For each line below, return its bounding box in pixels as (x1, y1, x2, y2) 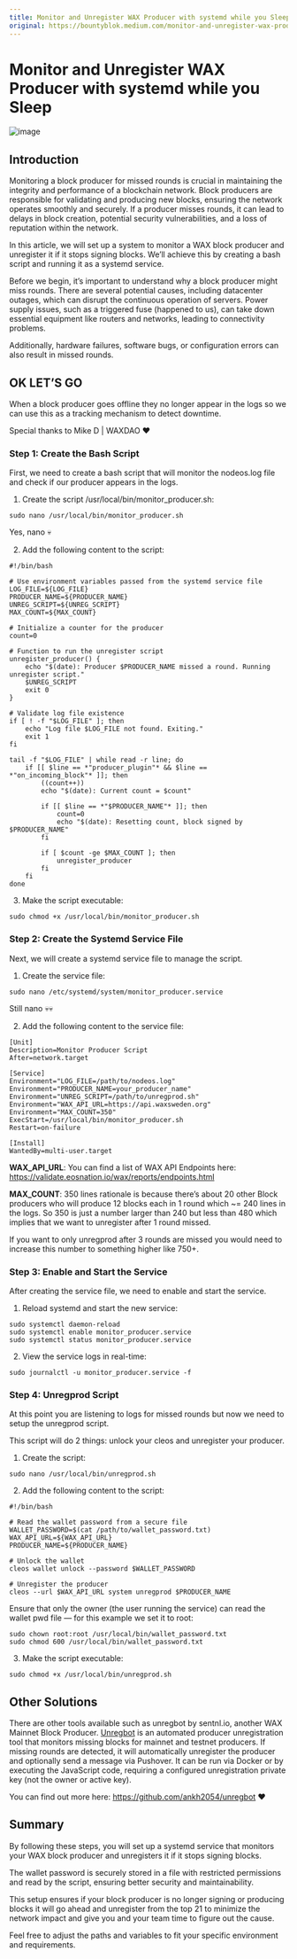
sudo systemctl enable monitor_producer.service (9, 1327, 192, 1337)
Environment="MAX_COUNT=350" (9, 1107, 117, 1117)
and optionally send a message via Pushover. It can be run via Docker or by (9, 1756, 285, 1767)
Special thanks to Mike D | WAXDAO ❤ (9, 425, 151, 436)
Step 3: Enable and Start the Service (9, 1265, 168, 1277)
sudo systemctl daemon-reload (9, 1320, 121, 1329)
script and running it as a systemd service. (9, 259, 164, 269)
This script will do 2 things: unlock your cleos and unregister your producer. (9, 1435, 285, 1446)
